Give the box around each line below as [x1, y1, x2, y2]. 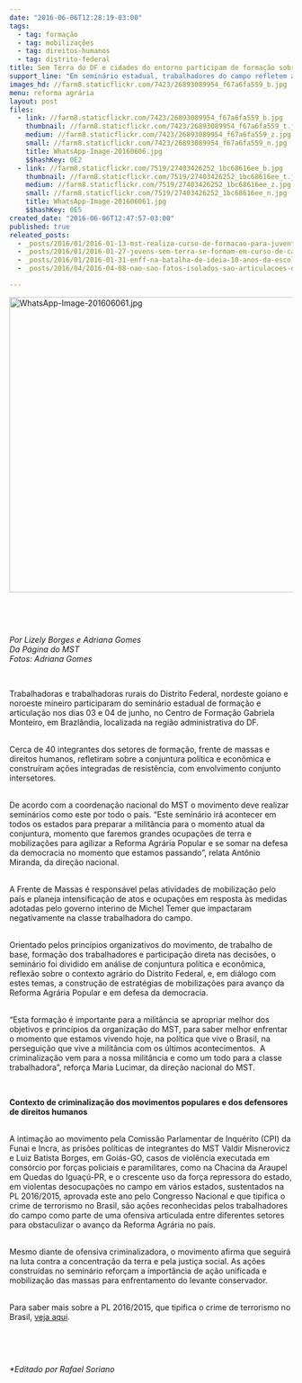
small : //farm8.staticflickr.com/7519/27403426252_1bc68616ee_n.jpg [25, 189, 288, 198]
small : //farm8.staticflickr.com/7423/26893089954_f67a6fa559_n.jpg [25, 138, 288, 147]
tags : [9, 22, 30, 31]
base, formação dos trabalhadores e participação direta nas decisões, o [9, 949, 277, 959]
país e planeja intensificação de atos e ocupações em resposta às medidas [9, 893, 288, 904]
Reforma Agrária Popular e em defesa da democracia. [9, 986, 209, 998]
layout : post [9, 96, 58, 106]
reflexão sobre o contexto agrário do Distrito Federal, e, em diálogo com [9, 968, 277, 978]
